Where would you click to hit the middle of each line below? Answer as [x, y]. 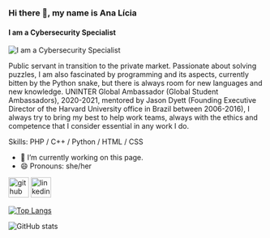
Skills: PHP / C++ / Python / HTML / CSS [76, 142]
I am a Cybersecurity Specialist [62, 32]
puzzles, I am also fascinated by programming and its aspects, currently [129, 74]
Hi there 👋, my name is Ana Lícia [73, 13]
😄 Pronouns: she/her [56, 166]
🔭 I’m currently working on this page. [81, 158]
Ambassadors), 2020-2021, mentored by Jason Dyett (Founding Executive [133, 100]
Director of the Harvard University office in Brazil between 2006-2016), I [129, 109]
